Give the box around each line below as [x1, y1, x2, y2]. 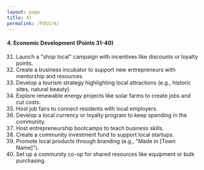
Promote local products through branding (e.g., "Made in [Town [15, 137, 176, 144]
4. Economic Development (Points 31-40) [7, 39, 114, 46]
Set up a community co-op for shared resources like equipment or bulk [15, 150, 195, 158]
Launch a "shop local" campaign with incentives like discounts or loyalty [15, 53, 199, 60]
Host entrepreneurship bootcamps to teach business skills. [15, 124, 164, 131]
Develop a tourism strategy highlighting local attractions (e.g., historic [15, 79, 191, 86]
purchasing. [15, 157, 46, 164]
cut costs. [15, 98, 42, 106]
